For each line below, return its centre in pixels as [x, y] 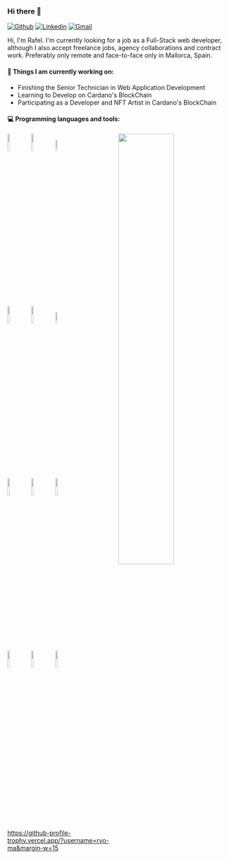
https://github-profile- [39, 833]
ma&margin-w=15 [33, 848]
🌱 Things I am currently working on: [61, 71]
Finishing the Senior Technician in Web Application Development [111, 87]
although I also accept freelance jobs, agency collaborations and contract [114, 48]
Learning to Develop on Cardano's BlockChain [85, 95]
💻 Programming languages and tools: [64, 119]
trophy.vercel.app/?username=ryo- [58, 840]
